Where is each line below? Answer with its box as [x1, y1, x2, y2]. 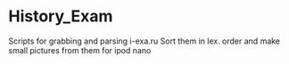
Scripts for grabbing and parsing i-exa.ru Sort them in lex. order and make [8, 36, 281, 46]
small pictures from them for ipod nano [8, 44, 152, 55]
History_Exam [8, 6, 113, 27]
